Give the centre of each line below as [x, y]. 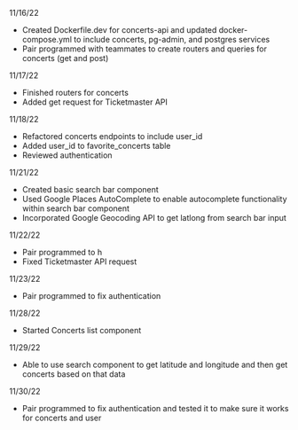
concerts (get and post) [65, 58]
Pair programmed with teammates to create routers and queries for [145, 49]
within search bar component [76, 208]
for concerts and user [62, 418]
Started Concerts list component [82, 330]
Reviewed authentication [67, 155]
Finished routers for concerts [75, 93]
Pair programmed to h [62, 252]
